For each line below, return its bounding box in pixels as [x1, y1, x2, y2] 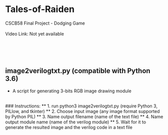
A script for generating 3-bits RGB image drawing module [12, 88, 132, 94]
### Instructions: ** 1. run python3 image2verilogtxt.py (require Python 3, [5, 103, 158, 109]
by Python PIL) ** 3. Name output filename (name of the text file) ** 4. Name [5, 113, 163, 119]
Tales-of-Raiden [5, 4, 75, 15]
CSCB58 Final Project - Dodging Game [5, 20, 85, 26]
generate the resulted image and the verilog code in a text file [5, 124, 133, 130]
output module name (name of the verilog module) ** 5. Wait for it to [5, 119, 146, 125]
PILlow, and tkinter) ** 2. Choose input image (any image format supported [5, 108, 160, 114]
